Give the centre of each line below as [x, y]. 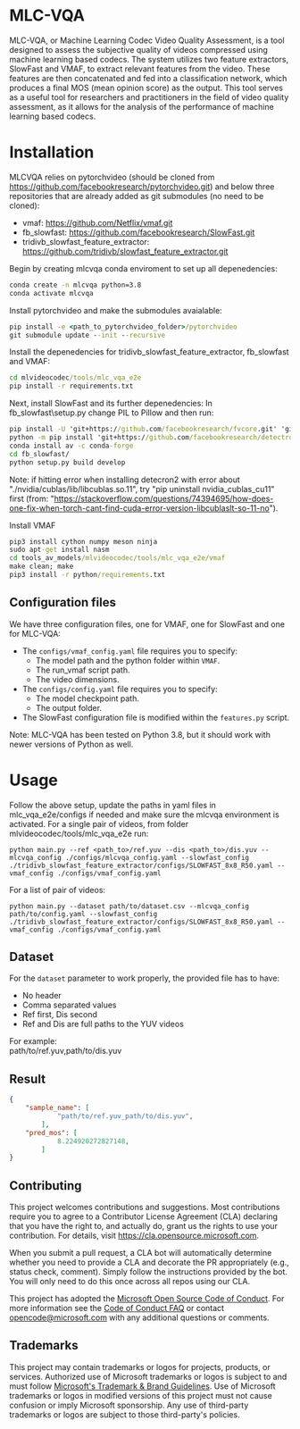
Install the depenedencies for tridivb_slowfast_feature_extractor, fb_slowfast [149, 352]
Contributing [46, 1186]
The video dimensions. [77, 679]
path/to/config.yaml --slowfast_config [83, 914]
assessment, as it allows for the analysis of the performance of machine [142, 106]
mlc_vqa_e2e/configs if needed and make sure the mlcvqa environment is [144, 815]
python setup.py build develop [67, 462]
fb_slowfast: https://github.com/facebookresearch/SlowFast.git [138, 232]
